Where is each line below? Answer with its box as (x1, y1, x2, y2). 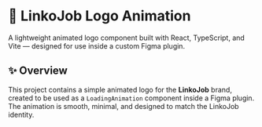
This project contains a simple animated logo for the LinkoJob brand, (8, 85, 232, 94)
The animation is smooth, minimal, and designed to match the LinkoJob (8, 101, 239, 111)
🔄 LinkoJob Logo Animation (8, 7, 191, 25)
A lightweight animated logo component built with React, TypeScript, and (8, 33, 245, 42)
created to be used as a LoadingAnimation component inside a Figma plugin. (8, 93, 255, 103)
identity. (8, 110, 35, 119)
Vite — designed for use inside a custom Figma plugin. (8, 41, 186, 50)
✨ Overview (8, 64, 68, 78)
